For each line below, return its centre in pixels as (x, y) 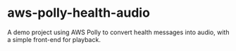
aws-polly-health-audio (79, 13)
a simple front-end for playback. (54, 39)
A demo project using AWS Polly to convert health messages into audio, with (118, 32)
